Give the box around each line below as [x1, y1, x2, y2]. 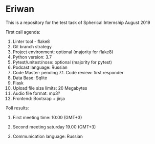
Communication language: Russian [12, 133, 83, 139]
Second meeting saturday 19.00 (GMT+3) [12, 123, 96, 130]
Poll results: [5, 105, 29, 111]
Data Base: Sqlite [12, 75, 47, 81]
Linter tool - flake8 [12, 38, 50, 44]
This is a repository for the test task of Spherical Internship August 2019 [5, 20, 151, 25]
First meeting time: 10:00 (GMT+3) [12, 114, 82, 120]
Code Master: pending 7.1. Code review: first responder [12, 69, 124, 75]
